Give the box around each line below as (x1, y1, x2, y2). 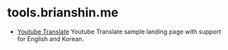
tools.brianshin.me (7, 5, 119, 21)
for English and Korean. (17, 34, 84, 42)
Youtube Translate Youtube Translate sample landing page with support (17, 27, 221, 36)
